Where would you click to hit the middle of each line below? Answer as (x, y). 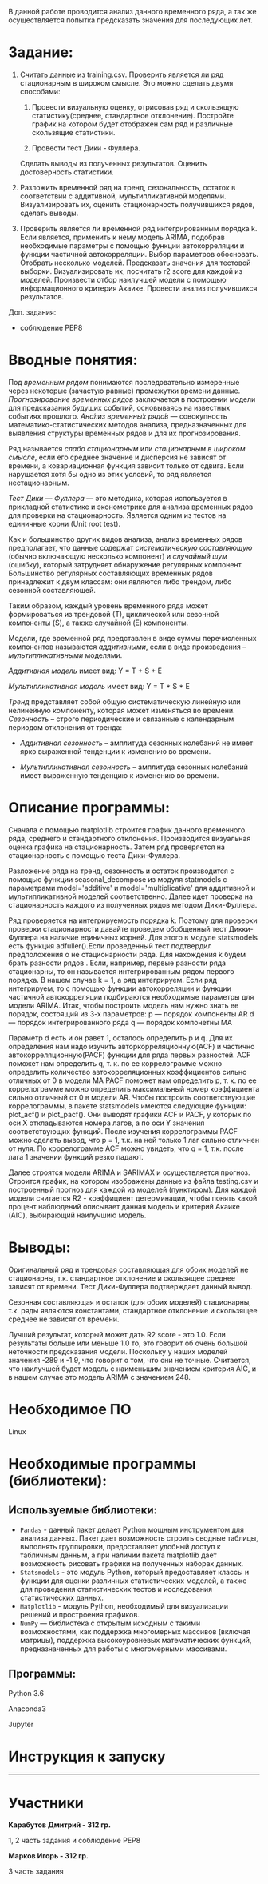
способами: (40, 91)
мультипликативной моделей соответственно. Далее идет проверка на (131, 896)
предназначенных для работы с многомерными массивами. (123, 1649)
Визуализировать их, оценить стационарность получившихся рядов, (137, 204)
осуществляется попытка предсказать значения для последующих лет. (130, 20)
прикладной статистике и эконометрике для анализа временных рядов (131, 507)
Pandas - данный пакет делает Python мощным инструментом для (132, 1529)
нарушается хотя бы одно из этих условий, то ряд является (110, 474)
